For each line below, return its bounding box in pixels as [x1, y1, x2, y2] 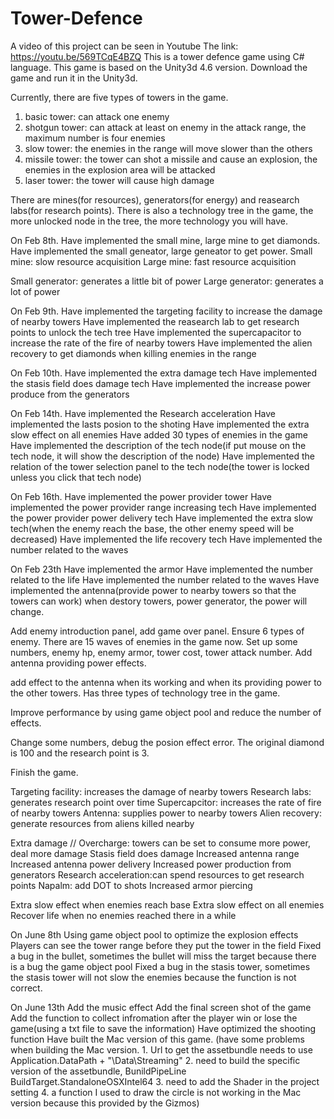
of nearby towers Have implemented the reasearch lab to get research [10, 315, 300, 327]
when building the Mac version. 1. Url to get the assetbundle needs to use [10, 1043, 313, 1056]
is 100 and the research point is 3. [10, 747, 150, 759]
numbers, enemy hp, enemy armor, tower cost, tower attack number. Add [10, 646, 313, 658]
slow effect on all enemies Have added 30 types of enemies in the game [10, 428, 308, 441]
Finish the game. [10, 766, 79, 778]
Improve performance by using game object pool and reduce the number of [10, 706, 322, 718]
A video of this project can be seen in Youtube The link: [10, 40, 239, 52]
